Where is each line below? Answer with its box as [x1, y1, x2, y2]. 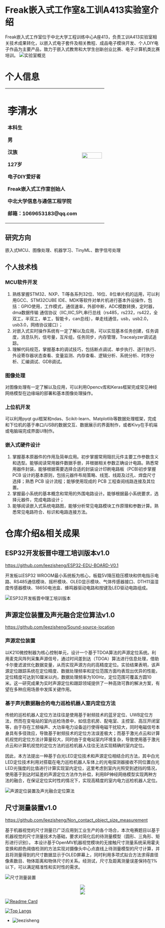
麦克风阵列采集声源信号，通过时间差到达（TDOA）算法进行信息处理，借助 [9, 655, 160, 661]
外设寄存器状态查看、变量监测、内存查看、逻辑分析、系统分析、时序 [12, 352, 150, 358]
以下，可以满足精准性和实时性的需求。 [5, 864, 82, 870]
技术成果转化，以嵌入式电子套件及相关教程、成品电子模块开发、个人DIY [9, 40, 155, 46]
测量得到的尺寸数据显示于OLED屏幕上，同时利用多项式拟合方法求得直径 [13, 851, 159, 857]
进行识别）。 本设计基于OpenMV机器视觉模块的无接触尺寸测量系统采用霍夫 [9, 839, 160, 845]
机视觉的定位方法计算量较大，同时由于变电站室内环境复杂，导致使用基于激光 [5, 736, 160, 742]
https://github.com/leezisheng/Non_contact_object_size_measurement [5, 817, 148, 823]
